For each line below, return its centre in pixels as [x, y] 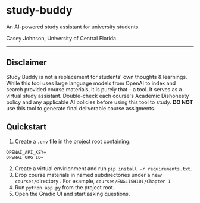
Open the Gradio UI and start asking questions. [72, 194]
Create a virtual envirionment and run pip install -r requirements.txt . [103, 168]
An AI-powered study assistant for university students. [73, 27]
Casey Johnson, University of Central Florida [61, 38]
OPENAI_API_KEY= [26, 152]
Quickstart [26, 127]
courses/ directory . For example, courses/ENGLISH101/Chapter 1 [93, 181]
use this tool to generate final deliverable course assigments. [81, 108]
